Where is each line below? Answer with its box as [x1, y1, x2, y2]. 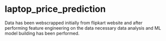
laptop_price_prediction [4, 3, 106, 15]
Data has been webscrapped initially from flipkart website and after [4, 20, 143, 26]
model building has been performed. [4, 30, 80, 36]
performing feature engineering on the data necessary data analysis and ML [4, 25, 162, 31]
